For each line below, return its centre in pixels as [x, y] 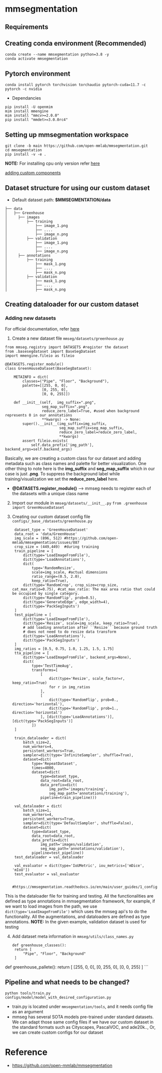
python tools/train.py [28, 993]
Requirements [27, 27]
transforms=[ [45, 670]
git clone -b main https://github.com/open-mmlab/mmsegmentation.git [77, 146]
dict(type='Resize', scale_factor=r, [87, 678]
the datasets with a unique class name [50, 493]
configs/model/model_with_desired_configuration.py [58, 998]
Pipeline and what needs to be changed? [67, 982]
